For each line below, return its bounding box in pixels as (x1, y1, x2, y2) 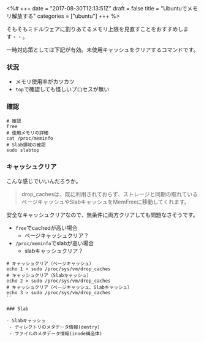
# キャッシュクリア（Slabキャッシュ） (6, 272, 92, 278)
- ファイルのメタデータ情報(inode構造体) (9, 330, 102, 336)
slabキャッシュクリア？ (24, 247, 84, 254)
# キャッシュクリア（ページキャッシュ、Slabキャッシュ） (6, 284, 132, 291)
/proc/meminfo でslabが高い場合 (15, 239, 94, 246)
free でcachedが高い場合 (15, 224, 78, 231)
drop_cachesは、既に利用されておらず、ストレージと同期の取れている (21, 190, 198, 197)
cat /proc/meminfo (6, 135, 53, 142)
